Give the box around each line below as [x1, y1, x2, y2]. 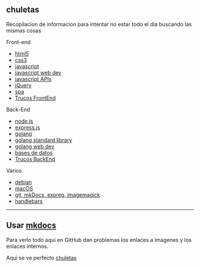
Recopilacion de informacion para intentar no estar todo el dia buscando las [6, 20, 192, 27]
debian [14, 178, 32, 185]
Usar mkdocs [6, 221, 57, 231]
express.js [14, 123, 40, 131]
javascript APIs [14, 75, 52, 82]
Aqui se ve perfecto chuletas [6, 254, 77, 261]
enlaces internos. [6, 243, 49, 250]
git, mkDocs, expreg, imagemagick [14, 191, 100, 198]
